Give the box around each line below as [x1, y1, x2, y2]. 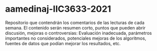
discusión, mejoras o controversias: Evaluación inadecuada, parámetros [5, 30, 152, 36]
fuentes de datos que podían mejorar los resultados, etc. [5, 40, 121, 46]
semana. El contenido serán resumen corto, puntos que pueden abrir [5, 25, 146, 30]
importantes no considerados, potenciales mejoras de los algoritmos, [5, 35, 147, 41]
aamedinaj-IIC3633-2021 [5, 3, 111, 15]
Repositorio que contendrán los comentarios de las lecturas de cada [5, 20, 145, 25]
